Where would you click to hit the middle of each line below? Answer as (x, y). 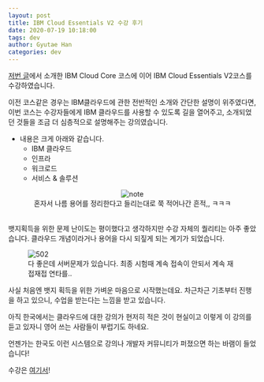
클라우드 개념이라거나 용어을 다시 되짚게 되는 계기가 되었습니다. (128, 238)
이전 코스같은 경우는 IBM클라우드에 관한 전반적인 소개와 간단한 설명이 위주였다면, (132, 102)
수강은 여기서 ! (30, 370)
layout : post (30, 15)
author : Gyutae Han (40, 45)
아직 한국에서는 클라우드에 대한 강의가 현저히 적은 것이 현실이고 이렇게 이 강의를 (130, 317)
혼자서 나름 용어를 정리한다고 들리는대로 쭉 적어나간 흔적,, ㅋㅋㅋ (132, 203)
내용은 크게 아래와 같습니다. (62, 139)
